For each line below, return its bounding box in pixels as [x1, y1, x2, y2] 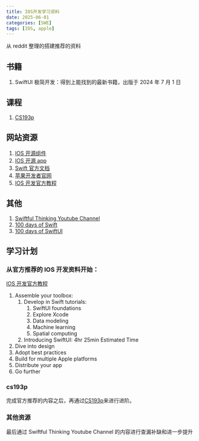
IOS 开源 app [14, 157, 47, 164]
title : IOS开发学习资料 [6, 8, 60, 15]
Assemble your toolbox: [14, 292, 73, 299]
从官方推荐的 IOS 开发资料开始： [6, 265, 99, 274]
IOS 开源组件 [14, 150, 46, 157]
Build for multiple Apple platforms [14, 355, 97, 362]
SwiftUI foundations [32, 305, 82, 312]
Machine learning [32, 324, 76, 331]
